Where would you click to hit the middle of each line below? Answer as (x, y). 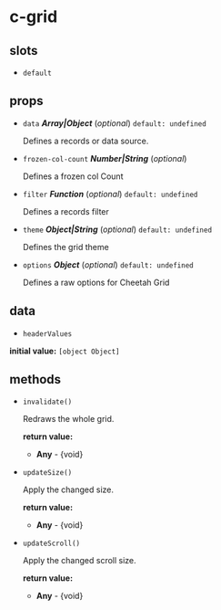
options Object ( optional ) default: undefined (108, 264)
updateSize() (47, 473)
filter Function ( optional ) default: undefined (110, 194)
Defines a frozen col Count (73, 176)
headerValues (47, 334)
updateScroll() (51, 544)
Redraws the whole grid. (68, 419)
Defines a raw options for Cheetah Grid (96, 282)
